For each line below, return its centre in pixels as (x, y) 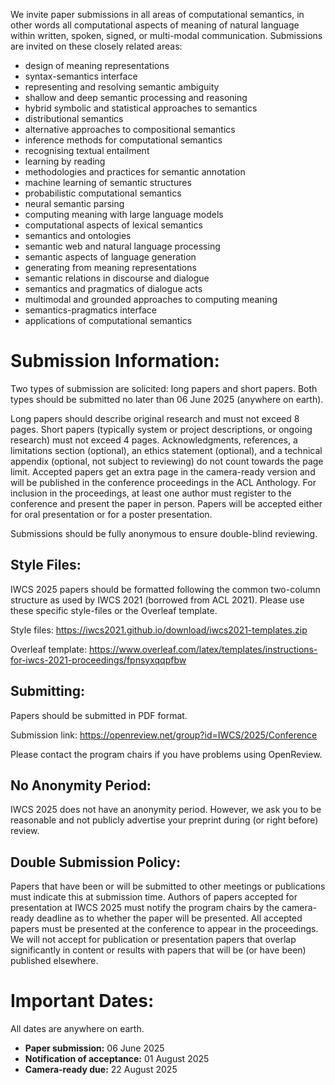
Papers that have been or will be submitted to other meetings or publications (168, 886)
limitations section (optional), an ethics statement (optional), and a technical (166, 450)
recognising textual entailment (87, 150)
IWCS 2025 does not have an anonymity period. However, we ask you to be (166, 810)
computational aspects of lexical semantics (113, 225)
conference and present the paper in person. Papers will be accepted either (166, 503)
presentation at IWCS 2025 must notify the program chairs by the (145, 908)
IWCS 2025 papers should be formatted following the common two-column (165, 589)
